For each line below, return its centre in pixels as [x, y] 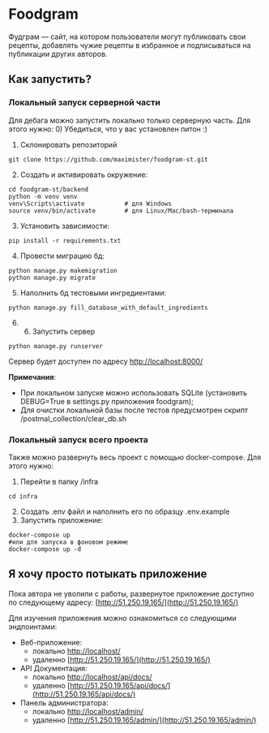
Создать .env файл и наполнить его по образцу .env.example [125, 511]
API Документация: [53, 668]
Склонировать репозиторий [68, 144]
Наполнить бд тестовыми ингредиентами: [93, 292]
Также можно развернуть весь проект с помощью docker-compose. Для [135, 457]
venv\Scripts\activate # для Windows [90, 204]
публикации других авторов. [58, 54]
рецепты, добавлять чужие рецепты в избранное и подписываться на [130, 45]
